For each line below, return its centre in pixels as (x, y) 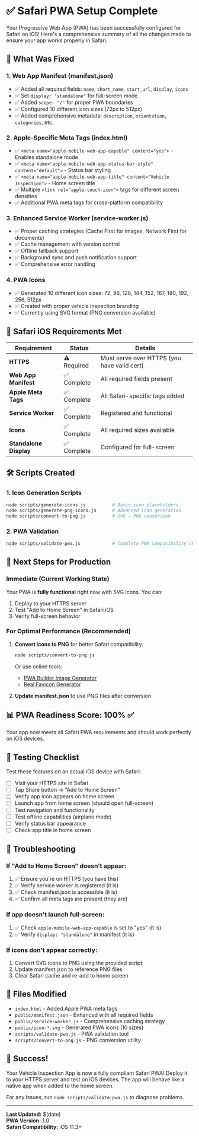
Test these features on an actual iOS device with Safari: (74, 772)
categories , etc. (34, 122)
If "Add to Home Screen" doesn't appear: (66, 866)
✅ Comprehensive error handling (55, 264)
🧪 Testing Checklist (43, 757)
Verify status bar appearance (50, 823)
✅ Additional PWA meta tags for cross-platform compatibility (89, 202)
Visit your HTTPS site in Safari (52, 783)
